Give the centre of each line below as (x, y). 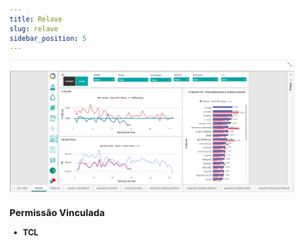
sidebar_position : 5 (48, 38)
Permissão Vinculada (57, 213)
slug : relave (34, 29)
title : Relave (36, 19)
